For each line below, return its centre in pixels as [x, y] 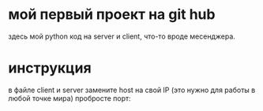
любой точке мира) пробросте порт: [70, 98]
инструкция [50, 68]
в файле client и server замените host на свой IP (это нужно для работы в [132, 90]
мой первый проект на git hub [112, 15]
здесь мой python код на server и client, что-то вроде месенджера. [122, 36]
